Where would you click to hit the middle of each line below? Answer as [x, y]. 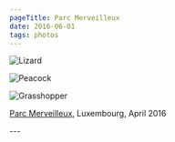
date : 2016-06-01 [42, 26]
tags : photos [34, 35]
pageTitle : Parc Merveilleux [65, 18]
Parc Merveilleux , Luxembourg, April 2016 [88, 114]
